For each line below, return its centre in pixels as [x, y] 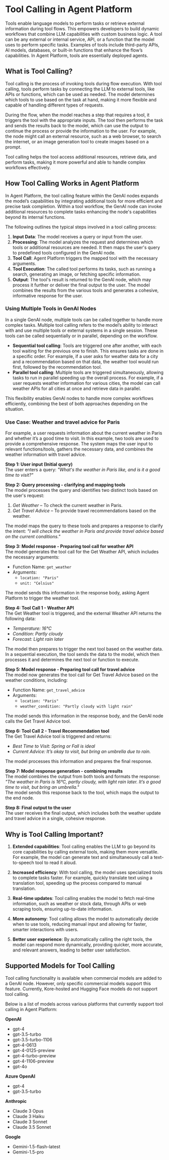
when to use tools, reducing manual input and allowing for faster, [80, 924]
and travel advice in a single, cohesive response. [56, 819]
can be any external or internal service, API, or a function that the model [80, 39]
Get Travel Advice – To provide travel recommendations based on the [84, 511]
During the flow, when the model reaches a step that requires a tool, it [77, 115]
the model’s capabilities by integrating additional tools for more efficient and [84, 201]
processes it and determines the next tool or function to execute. [72, 660]
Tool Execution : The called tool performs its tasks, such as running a [84, 269]
